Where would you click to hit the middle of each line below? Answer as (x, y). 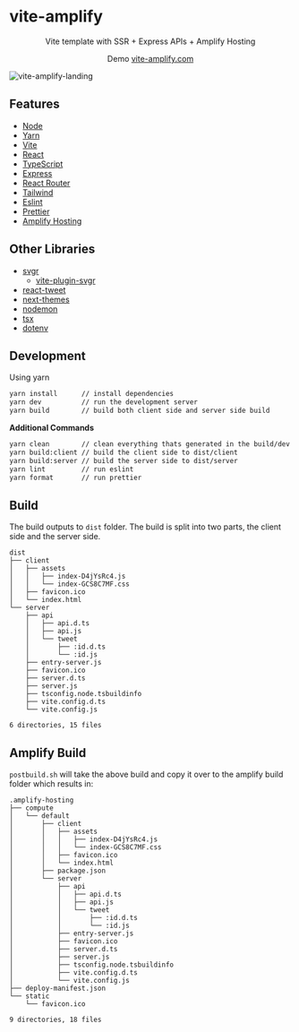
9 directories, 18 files (56, 1019)
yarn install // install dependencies (92, 394)
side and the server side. (55, 537)
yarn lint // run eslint (72, 469)
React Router (46, 183)
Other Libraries (52, 249)
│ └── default (39, 816)
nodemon (40, 309)
